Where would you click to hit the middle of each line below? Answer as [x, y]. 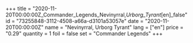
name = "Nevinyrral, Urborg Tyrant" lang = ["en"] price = [114, 27]
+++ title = [19, 9]
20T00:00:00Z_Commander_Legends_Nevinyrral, [66, 15]
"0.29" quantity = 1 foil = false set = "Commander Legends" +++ [84, 34]
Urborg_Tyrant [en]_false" [157, 15]
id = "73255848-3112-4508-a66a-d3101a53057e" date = [75, 21]
